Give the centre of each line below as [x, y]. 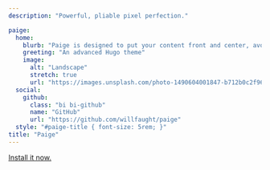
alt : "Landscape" [59, 68]
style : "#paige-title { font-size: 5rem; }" [91, 127]
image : [34, 60]
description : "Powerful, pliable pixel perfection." [98, 16]
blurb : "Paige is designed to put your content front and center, [136, 45]
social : [29, 90]
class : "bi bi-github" [67, 105]
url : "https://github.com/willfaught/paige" [105, 120]
